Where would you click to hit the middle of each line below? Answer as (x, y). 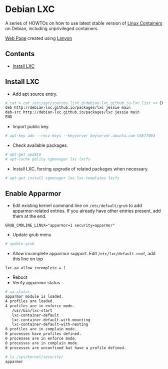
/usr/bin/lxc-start (32, 310)
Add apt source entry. (35, 94)
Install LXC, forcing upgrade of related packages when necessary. (80, 168)
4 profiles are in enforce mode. (40, 306)
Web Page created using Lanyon (39, 38)
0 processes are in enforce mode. (41, 338)
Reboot (20, 277)
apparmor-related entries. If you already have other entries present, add (86, 211)
